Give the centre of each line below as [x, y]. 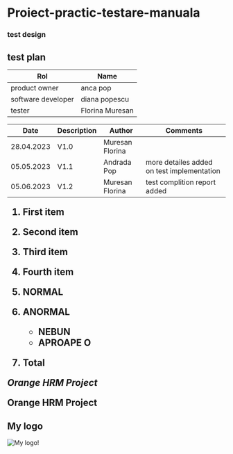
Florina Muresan [107, 111]
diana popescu [105, 99]
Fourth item [48, 271]
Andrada [118, 162]
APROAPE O [64, 342]
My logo [25, 426]
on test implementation [183, 170]
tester [20, 111]
